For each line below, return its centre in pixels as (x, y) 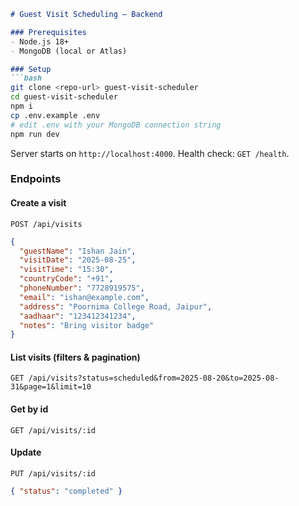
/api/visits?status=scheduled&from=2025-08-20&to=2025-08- (154, 378)
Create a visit (38, 203)
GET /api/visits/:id (53, 430)
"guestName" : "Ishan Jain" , (78, 251)
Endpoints (36, 179)
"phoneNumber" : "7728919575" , (82, 288)
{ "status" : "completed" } (66, 491)
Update (26, 452)
